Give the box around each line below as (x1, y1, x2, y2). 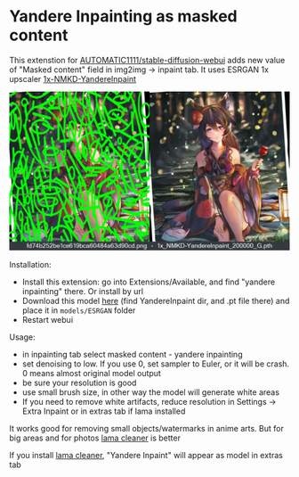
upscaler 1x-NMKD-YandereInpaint (9, 73, 136, 84)
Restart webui (21, 314, 74, 325)
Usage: (9, 332, 36, 342)
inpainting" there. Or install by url (21, 285, 144, 296)
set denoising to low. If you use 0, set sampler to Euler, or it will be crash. (21, 358, 290, 369)
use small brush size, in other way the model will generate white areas (21, 386, 280, 398)
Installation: (9, 259, 52, 269)
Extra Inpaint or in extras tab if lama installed (21, 406, 186, 416)
